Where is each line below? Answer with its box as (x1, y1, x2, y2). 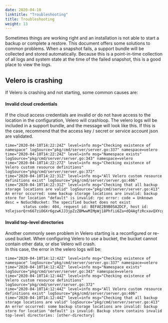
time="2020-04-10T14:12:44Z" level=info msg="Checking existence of (5, 273, 151, 278)
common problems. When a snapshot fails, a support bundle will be (5, 46, 144, 52)
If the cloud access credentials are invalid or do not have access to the (5, 112, 151, 118)
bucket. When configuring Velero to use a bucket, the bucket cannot (16, 236, 157, 242)
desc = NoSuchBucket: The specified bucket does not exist (5, 200, 131, 205)
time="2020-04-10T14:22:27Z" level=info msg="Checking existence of (5, 161, 151, 166)
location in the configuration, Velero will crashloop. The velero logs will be (5, 117, 157, 123)
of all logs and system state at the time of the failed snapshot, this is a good (5, 56, 161, 63)
